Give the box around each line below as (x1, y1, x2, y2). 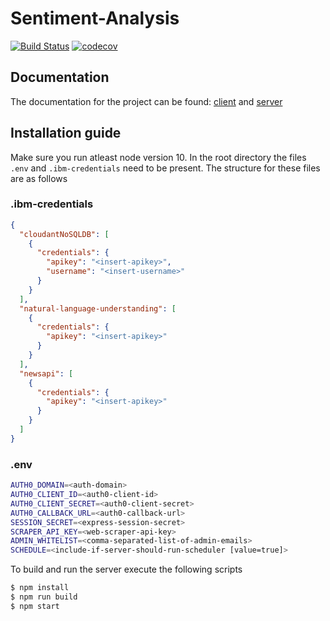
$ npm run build (10, 592, 78, 602)
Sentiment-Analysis (10, 7, 180, 30)
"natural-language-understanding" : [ (19, 303, 177, 314)
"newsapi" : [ (19, 368, 74, 379)
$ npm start (10, 601, 60, 611)
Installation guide (10, 125, 122, 142)
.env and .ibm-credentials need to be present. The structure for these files (10, 162, 321, 174)
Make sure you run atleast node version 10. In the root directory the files (10, 151, 307, 163)
